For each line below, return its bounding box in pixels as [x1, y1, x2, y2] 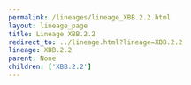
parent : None [8, 54, 57, 63]
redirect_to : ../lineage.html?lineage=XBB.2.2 [8, 37, 183, 47]
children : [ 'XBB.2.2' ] [8, 63, 92, 72]
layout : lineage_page [8, 21, 88, 30]
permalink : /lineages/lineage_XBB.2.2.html [8, 12, 172, 22]
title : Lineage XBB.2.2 [8, 29, 96, 38]
